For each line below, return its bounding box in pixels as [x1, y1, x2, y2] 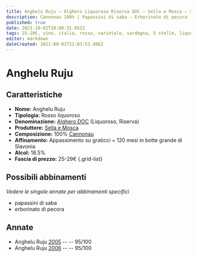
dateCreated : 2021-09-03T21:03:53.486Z [6, 42, 104, 48]
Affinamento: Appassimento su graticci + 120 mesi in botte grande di [14, 136, 183, 144]
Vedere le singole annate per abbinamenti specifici [6, 188, 130, 195]
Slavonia [14, 143, 36, 150]
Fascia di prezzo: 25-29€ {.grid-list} [14, 155, 103, 162]
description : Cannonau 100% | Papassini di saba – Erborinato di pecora [6, 14, 188, 20]
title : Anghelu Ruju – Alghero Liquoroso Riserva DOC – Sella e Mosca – [6, 8, 188, 15]
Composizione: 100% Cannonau [14, 130, 94, 137]
